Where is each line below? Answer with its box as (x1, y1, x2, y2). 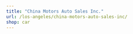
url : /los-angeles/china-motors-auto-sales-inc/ (6, 14, 128, 20)
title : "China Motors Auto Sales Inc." (6, 8, 104, 14)
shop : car (6, 19, 31, 25)
